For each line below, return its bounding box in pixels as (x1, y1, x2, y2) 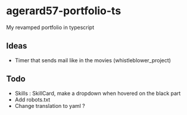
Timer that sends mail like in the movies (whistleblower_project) (14, 56, 172, 63)
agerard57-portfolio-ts (6, 4, 121, 18)
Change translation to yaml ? (14, 102, 85, 109)
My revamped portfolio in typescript (6, 24, 94, 31)
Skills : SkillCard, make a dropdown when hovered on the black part (14, 90, 181, 97)
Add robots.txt (14, 96, 51, 103)
